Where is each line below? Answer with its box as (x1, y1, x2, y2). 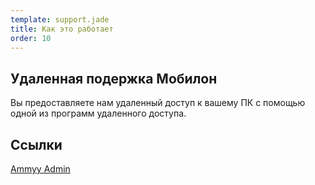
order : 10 (10, 33, 52, 43)
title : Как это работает (10, 24, 114, 34)
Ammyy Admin (10, 163, 71, 175)
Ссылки (10, 136, 63, 153)
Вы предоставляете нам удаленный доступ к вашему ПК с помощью (10, 97, 306, 109)
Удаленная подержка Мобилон (10, 70, 218, 87)
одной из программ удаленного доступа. (10, 107, 187, 120)
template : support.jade (10, 14, 110, 25)
